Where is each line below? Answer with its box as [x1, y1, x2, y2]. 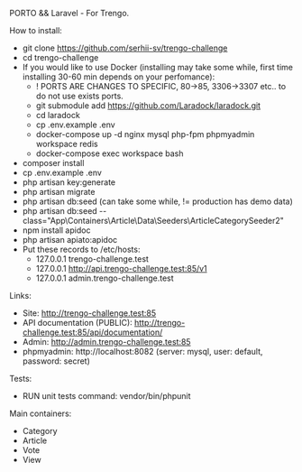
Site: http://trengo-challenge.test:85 [22, 308, 157, 319]
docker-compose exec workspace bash [35, 148, 184, 159]
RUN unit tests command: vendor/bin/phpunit [22, 391, 191, 401]
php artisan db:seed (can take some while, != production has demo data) [22, 196, 293, 207]
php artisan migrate [22, 187, 96, 197]
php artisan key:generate [22, 177, 116, 188]
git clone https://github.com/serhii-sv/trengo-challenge [22, 42, 228, 53]
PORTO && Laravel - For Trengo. [9, 8, 130, 18]
